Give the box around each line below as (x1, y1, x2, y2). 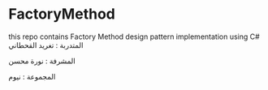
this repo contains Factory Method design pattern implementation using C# (8, 32, 260, 41)
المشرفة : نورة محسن (8, 56, 76, 66)
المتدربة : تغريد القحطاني (8, 40, 84, 49)
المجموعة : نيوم (8, 71, 56, 81)
